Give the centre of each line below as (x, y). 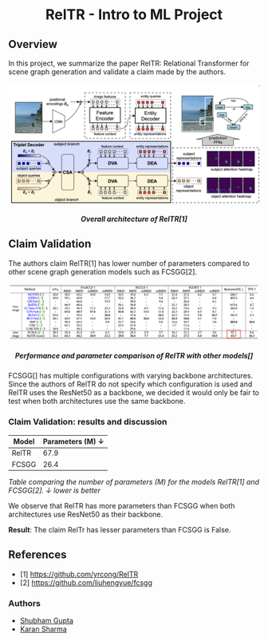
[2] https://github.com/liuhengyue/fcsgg (86, 582)
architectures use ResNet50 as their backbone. (86, 514)
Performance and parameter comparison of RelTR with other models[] (134, 355)
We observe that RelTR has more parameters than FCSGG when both (122, 506)
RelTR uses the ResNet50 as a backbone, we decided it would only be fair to (134, 393)
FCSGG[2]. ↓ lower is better (55, 491)
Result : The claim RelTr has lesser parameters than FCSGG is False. (120, 530)
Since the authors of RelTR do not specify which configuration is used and (130, 384)
